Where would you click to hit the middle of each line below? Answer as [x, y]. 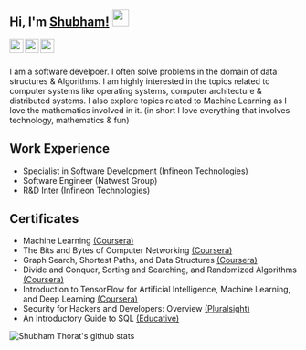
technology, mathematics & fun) [69, 120]
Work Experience [60, 148]
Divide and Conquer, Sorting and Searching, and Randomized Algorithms [159, 270]
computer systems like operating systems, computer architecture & [136, 90]
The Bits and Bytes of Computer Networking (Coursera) [127, 250]
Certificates [44, 219]
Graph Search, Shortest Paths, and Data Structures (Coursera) [140, 260]
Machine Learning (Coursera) [78, 241]
